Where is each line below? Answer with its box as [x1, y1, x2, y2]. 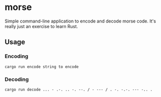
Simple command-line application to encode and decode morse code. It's [4, 18, 156, 24]
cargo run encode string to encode [4, 64, 79, 69]
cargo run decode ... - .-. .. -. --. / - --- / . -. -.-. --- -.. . [4, 87, 153, 92]
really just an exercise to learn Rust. [4, 23, 78, 29]
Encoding [4, 53, 28, 60]
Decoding [4, 75, 29, 82]
